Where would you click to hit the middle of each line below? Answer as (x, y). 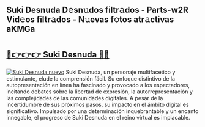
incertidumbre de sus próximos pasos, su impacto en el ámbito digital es (98, 104)
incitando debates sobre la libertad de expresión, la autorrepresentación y (99, 92)
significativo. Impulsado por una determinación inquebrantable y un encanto (102, 111)
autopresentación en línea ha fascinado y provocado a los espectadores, (98, 85)
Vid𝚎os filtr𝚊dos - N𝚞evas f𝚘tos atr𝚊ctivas (90, 20)
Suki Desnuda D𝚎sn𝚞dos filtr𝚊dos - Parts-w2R (97, 10)
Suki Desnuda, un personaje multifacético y (121, 72)
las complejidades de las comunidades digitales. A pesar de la (85, 98)
